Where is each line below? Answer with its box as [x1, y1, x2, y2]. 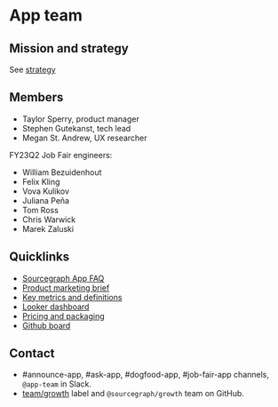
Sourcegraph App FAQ [21, 273, 105, 283]
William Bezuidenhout [21, 166, 102, 178]
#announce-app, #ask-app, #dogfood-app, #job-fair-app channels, [21, 370, 269, 380]
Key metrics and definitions [21, 291, 123, 302]
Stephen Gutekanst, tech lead [21, 123, 131, 133]
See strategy [9, 64, 56, 75]
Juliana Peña [21, 195, 69, 205]
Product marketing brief [21, 282, 110, 293]
